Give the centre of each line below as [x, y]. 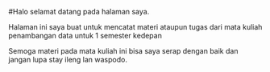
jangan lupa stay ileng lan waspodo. [68, 60]
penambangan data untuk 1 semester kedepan [85, 36]
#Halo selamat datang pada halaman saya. [79, 12]
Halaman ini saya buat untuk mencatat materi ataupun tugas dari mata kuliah [135, 27]
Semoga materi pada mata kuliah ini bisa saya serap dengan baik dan [123, 51]
